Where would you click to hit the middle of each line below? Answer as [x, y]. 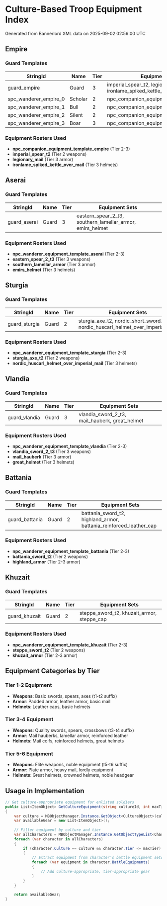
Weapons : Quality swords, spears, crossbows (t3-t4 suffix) [73, 730]
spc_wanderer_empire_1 [36, 107]
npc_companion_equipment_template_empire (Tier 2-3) [71, 149]
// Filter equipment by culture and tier [57, 830]
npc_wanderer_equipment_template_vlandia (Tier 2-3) [70, 446]
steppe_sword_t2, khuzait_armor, [118, 613]
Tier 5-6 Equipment [29, 753]
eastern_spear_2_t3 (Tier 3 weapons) [51, 259]
